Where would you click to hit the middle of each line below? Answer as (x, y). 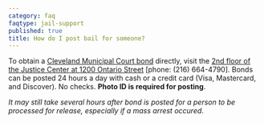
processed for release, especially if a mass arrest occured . (106, 111)
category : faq (32, 16)
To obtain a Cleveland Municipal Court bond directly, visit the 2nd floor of (130, 61)
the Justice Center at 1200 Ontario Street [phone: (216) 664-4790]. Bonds (131, 70)
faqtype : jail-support (46, 23)
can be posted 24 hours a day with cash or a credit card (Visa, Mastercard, (132, 78)
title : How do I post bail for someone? (77, 38)
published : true (35, 31)
